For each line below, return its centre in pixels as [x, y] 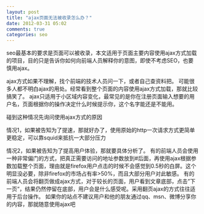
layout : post [23, 12]
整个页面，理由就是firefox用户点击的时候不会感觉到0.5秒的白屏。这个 [109, 166]
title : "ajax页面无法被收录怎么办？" [49, 18]
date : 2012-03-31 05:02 [37, 23]
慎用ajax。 [20, 68]
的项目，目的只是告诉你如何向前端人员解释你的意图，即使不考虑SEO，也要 [100, 61]
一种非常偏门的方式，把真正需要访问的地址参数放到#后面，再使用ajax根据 [99, 158]
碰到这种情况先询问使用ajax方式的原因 [54, 117]
